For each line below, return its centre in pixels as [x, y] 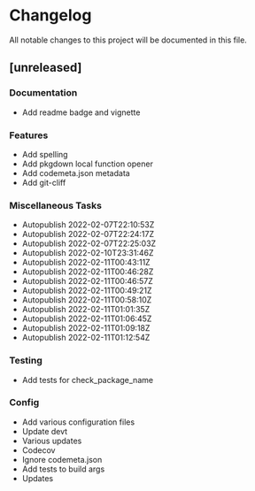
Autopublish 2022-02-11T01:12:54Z [86, 338]
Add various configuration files [78, 422]
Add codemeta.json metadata [76, 173]
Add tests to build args [63, 469]
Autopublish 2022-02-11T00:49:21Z [87, 291]
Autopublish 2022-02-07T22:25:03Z [89, 243]
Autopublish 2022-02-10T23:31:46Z [88, 253]
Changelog [50, 15]
